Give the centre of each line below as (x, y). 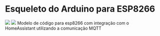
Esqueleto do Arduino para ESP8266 (80, 9)
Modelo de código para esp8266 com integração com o (73, 23)
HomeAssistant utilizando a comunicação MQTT (53, 28)
